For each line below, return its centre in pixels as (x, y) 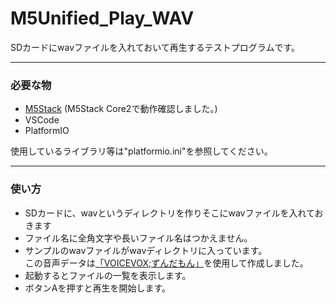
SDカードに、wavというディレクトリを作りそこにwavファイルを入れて (169, 213)
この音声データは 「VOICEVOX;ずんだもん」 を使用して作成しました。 (166, 263)
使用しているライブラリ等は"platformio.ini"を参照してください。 (141, 151)
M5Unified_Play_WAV (102, 18)
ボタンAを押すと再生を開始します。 (98, 288)
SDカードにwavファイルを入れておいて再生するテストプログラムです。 (155, 47)
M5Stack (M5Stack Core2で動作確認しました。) (121, 109)
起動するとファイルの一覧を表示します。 (108, 275)
